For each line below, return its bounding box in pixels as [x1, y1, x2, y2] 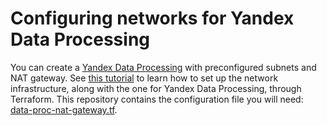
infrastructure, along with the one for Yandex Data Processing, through [10, 82, 302, 94]
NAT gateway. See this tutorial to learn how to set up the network [10, 72, 279, 84]
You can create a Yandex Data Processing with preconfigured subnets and [10, 61, 317, 73]
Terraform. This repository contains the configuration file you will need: [10, 93, 304, 105]
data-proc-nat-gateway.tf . [10, 103, 118, 116]
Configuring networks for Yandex [10, 7, 295, 30]
